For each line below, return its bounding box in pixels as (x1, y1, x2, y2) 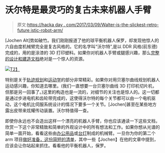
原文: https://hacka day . (17, 22, 65, 28)
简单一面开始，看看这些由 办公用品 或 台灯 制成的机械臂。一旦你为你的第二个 (5, 130, 156, 136)
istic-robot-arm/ (30, 27, 63, 33)
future (17, 27, 30, 33)
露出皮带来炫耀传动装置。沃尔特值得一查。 (5, 107, 91, 113)
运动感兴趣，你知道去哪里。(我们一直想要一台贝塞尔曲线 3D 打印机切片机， (5, 83, 157, 89)
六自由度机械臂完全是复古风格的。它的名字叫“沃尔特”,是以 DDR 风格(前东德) (5, 43, 158, 49)
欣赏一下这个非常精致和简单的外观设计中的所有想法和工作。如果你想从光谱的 (5, 124, 160, 130)
